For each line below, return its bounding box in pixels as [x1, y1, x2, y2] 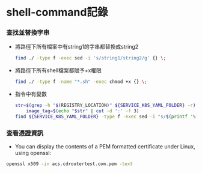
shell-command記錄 [6, 5, 108, 19]
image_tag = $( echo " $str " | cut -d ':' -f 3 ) [26, 108, 139, 114]
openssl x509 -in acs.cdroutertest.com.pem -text [6, 161, 133, 167]
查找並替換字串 [6, 28, 50, 37]
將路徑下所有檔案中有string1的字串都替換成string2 [14, 43, 139, 50]
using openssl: [14, 150, 52, 157]
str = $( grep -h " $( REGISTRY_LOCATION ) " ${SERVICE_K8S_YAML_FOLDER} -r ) [14, 103, 196, 109]
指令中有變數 [14, 91, 47, 98]
